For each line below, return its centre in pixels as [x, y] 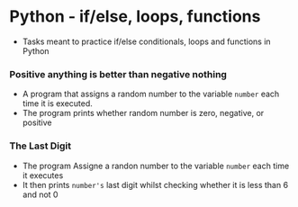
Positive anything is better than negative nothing [118, 74]
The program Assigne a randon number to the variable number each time [156, 166]
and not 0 [40, 194]
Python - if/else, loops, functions [135, 17]
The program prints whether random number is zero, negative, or [143, 113]
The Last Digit [41, 146]
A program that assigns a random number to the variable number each [151, 94]
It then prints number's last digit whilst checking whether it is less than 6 [155, 184]
